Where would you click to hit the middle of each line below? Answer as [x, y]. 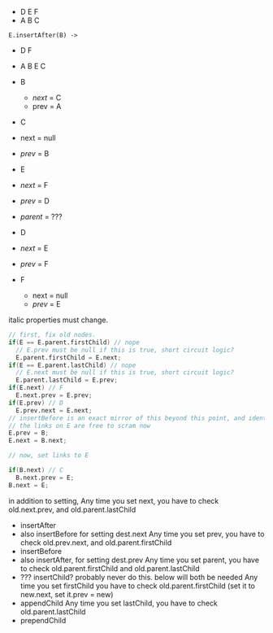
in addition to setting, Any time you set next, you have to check [114, 500]
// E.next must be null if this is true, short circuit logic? [125, 373]
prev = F [34, 264]
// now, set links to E [49, 456]
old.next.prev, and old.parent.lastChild [72, 509]
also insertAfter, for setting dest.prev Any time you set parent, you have [140, 560]
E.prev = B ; [28, 433]
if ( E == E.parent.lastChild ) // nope [72, 365]
